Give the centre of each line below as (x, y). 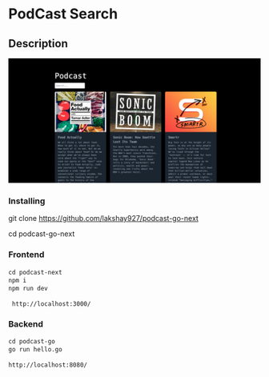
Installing (27, 201)
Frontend (26, 255)
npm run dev (28, 288)
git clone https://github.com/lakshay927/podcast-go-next (103, 219)
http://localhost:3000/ (51, 304)
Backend (26, 323)
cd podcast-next (35, 272)
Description (38, 44)
